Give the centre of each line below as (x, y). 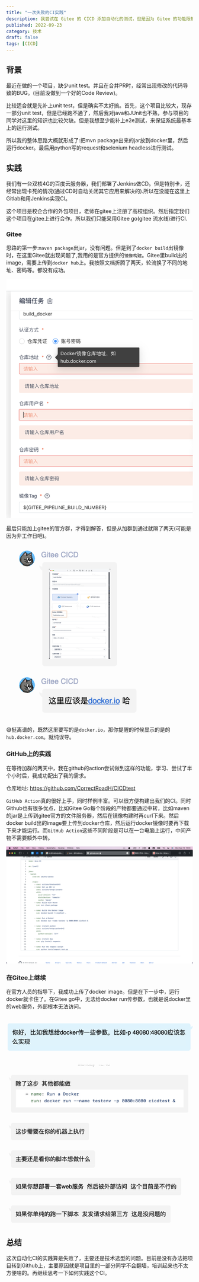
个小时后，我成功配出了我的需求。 (48, 775)
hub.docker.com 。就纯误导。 (41, 737)
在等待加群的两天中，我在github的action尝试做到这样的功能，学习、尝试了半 (99, 768)
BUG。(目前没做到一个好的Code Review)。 (68, 93)
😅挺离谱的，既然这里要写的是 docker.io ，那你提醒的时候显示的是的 (88, 730)
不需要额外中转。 (32, 838)
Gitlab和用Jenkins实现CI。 (38, 198)
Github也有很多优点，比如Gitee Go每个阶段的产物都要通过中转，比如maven (98, 808)
